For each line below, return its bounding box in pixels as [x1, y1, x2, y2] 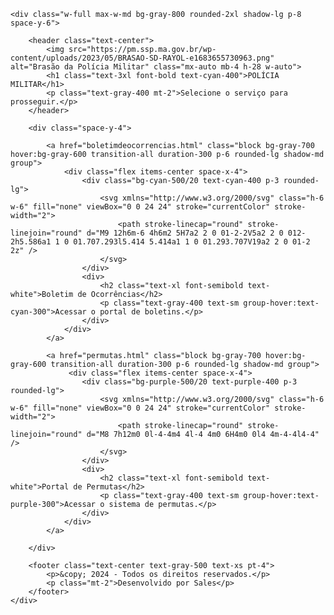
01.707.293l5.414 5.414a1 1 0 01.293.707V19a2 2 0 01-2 [73, 237, 311, 247]
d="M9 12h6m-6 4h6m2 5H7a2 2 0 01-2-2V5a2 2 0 [86, 228, 284, 238]
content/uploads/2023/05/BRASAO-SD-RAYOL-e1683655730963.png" [10, 53, 275, 63]
